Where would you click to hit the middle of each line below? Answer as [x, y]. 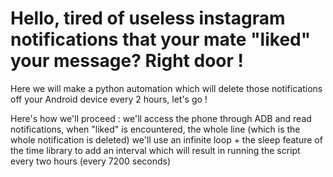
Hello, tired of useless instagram [148, 18]
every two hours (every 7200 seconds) [91, 161]
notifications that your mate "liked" [161, 39]
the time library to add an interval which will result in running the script [155, 150]
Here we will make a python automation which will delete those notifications [166, 88]
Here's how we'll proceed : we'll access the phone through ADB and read [161, 118]
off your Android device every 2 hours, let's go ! [109, 99]
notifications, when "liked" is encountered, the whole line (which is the [155, 129]
